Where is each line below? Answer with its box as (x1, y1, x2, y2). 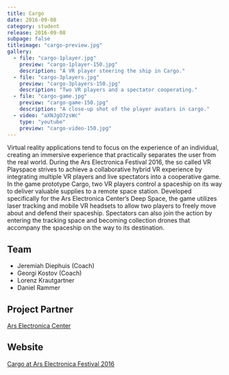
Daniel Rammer (16, 284, 60, 292)
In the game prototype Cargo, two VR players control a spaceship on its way (7, 180, 223, 189)
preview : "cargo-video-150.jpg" (19, 125, 112, 132)
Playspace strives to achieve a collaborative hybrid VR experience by (7, 165, 202, 173)
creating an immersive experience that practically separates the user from (7, 151, 217, 159)
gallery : (7, 49, 32, 56)
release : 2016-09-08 (7, 29, 67, 36)
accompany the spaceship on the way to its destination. (7, 223, 165, 232)
